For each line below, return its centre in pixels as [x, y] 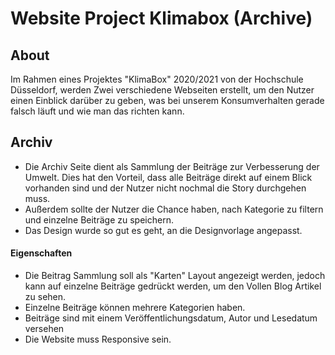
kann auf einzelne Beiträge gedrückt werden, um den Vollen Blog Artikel [173, 286]
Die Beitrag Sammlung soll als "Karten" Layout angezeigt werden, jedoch [175, 276]
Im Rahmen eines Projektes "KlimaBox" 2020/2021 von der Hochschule [157, 79]
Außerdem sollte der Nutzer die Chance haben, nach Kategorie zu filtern [174, 209]
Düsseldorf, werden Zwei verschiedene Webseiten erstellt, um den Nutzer [162, 90]
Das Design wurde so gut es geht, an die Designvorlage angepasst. [163, 230]
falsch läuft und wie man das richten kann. [97, 111]
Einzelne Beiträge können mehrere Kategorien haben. [135, 308]
